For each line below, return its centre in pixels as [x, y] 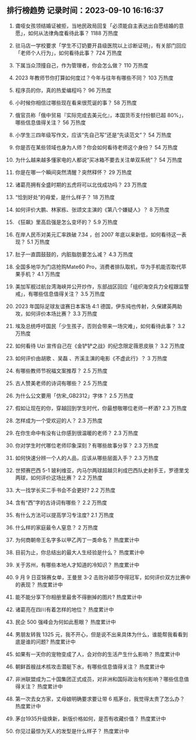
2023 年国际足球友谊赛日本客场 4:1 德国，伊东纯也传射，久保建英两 [96, 306]
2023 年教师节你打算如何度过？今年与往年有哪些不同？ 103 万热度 [94, 77]
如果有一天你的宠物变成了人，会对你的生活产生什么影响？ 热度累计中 [97, 654]
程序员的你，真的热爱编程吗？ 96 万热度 [63, 90]
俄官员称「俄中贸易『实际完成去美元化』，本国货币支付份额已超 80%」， [101, 115]
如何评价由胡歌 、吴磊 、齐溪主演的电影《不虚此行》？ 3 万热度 [91, 358]
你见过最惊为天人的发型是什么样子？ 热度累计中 [72, 731]
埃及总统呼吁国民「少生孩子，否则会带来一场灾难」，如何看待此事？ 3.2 [100, 326]
